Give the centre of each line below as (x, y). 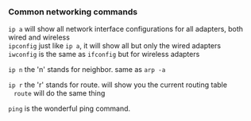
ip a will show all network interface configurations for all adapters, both (126, 29)
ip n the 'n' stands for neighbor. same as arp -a (87, 70)
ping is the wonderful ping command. (70, 108)
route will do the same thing (59, 93)
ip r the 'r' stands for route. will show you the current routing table (118, 85)
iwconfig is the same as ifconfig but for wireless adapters (104, 55)
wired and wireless (39, 37)
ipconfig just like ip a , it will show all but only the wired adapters (114, 46)
